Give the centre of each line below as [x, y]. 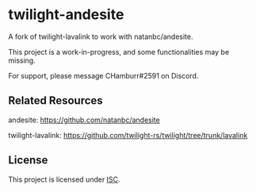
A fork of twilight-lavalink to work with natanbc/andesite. [101, 36]
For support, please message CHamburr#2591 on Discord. [103, 75]
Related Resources [55, 101]
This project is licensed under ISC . [64, 179]
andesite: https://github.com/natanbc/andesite [84, 120]
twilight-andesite [66, 15]
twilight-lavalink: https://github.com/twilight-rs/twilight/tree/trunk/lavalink [128, 135]
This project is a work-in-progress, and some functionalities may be [119, 52]
